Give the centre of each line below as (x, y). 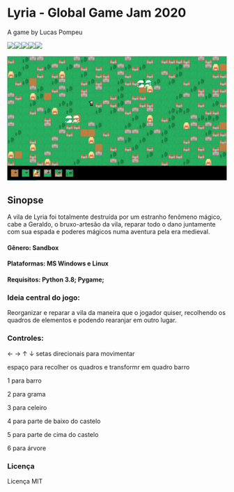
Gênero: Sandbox (33, 247)
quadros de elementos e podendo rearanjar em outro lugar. (92, 320)
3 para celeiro (27, 407)
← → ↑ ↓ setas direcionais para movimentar (71, 353)
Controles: (25, 338)
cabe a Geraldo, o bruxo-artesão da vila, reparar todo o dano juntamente (111, 224)
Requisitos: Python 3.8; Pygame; (56, 279)
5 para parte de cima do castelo (53, 434)
